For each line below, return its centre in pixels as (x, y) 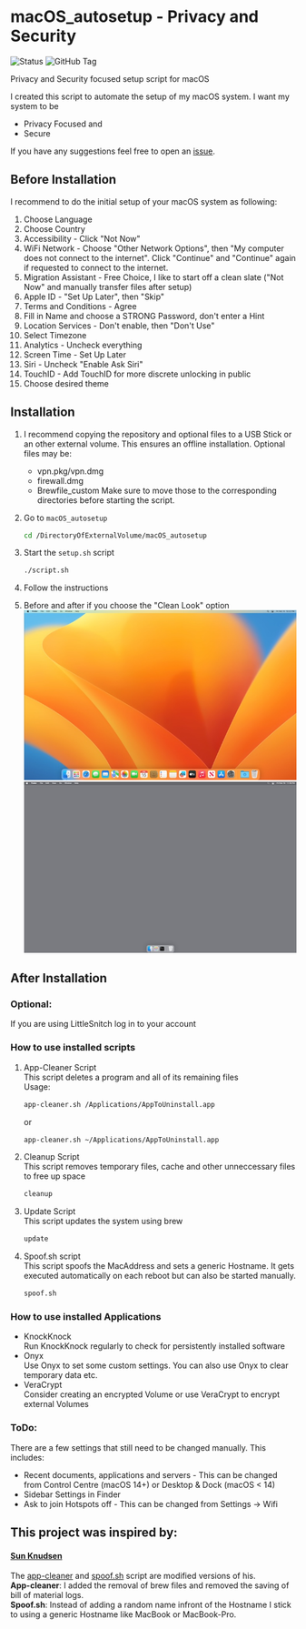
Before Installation (64, 180)
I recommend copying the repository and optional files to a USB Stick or (158, 434)
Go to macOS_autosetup (65, 518)
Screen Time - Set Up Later (74, 354)
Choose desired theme (66, 383)
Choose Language (58, 219)
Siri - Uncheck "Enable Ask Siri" (83, 364)
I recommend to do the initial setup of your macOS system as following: (144, 201)
